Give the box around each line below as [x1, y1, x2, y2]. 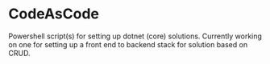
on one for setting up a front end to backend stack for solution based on [8, 39, 248, 49]
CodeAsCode [8, 5, 99, 23]
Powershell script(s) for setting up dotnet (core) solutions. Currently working [8, 31, 262, 41]
